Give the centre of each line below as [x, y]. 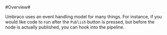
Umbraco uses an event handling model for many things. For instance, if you [83, 17]
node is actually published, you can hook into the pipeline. [65, 27]
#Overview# [18, 7]
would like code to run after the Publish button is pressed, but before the [80, 22]
